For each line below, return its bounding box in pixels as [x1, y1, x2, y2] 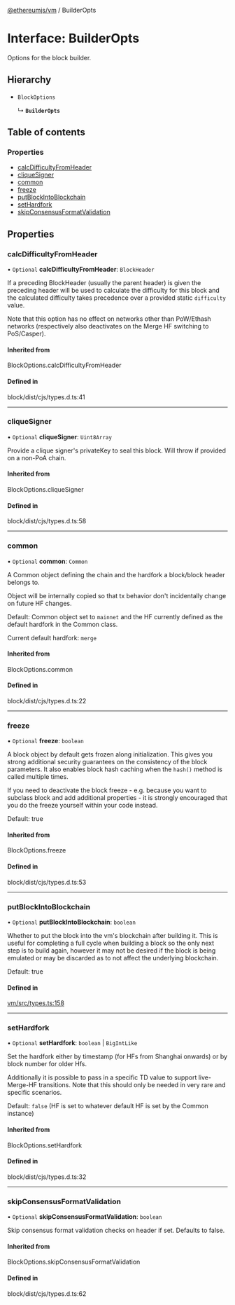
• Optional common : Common [7, 557, 88, 565]
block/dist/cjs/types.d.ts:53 [7, 878, 87, 886]
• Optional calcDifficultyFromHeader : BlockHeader [7, 265, 155, 274]
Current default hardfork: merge [7, 633, 97, 642]
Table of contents [7, 126, 85, 139]
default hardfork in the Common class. [7, 620, 118, 628]
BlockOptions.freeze [7, 846, 66, 855]
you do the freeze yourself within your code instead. [7, 801, 158, 810]
